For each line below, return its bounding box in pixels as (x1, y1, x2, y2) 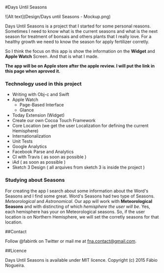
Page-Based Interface (19, 102, 64, 108)
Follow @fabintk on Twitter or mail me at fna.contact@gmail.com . (5, 238, 137, 244)
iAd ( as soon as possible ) (12, 159, 66, 165)
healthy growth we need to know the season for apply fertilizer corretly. (5, 39, 149, 45)
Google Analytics (12, 144, 47, 149)
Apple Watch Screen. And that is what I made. (5, 53, 99, 59)
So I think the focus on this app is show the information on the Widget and (5, 49, 155, 54)
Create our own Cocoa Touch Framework (12, 118, 96, 124)
